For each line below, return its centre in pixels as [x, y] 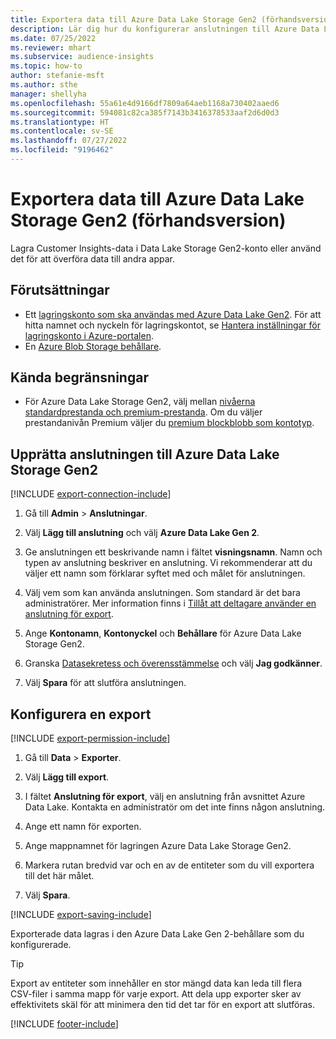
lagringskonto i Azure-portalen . [89, 335]
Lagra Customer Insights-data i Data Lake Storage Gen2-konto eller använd [166, 248]
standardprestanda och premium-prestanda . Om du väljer [143, 412]
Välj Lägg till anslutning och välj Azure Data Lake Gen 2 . [142, 533]
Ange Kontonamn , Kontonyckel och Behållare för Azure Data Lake [163, 633]
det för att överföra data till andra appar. [92, 258]
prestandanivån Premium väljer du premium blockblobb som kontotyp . [169, 423]
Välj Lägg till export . [67, 777]
